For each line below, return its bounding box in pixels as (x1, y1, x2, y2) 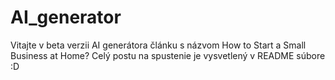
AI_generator (10, 6, 122, 29)
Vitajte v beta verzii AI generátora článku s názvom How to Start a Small (10, 39, 307, 51)
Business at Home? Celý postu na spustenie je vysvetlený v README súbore (10, 49, 326, 61)
